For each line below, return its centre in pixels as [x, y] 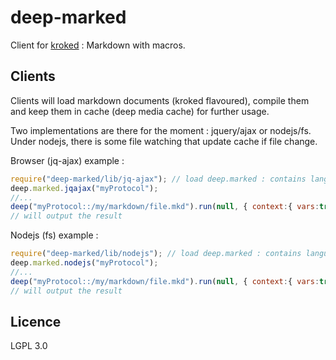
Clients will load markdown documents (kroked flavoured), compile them [160, 100]
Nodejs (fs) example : [54, 235]
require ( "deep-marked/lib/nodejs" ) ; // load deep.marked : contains [156, 254]
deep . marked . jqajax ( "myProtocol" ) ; [84, 188]
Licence [36, 321]
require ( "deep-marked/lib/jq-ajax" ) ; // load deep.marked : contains [158, 179]
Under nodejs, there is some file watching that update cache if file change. [164, 141]
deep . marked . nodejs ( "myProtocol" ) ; [84, 263]
